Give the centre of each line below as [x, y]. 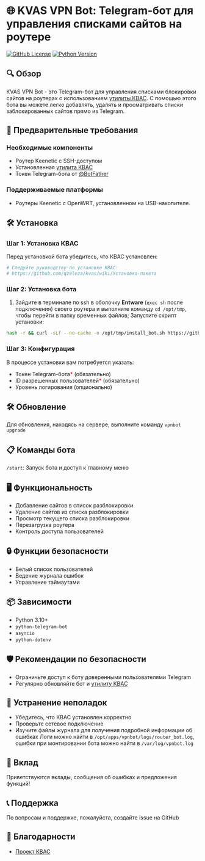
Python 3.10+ [32, 620]
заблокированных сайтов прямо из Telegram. [66, 111]
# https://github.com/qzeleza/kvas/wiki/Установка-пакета [81, 274]
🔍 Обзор [24, 74]
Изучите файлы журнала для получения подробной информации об [104, 730]
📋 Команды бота [41, 450]
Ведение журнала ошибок [49, 575]
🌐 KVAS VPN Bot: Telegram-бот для [100, 11]
